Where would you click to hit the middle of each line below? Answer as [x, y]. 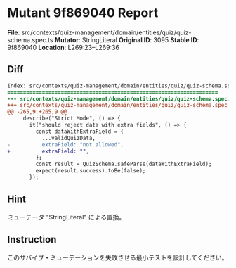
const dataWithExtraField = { [80, 132]
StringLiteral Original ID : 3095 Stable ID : [140, 39]
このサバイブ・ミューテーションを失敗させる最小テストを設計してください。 [118, 257]
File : [14, 32]
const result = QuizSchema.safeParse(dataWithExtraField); [124, 164]
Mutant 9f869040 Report [83, 13]
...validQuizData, [69, 138]
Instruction [32, 240]
